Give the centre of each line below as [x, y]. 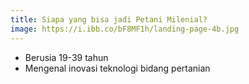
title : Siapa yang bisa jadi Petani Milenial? [109, 19]
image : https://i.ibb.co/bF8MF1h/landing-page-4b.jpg [125, 29]
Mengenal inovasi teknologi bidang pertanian [117, 68]
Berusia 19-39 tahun [66, 57]
